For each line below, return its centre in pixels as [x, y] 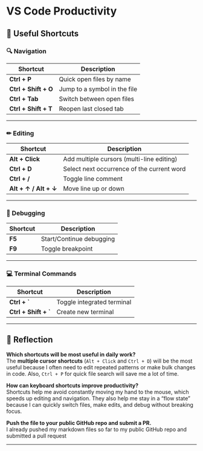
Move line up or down [94, 189]
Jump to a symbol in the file [98, 89]
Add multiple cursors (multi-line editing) [120, 159]
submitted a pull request [37, 436]
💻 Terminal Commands [41, 274]
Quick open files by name [95, 79]
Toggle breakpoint [67, 249]
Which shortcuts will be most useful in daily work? [71, 354]
